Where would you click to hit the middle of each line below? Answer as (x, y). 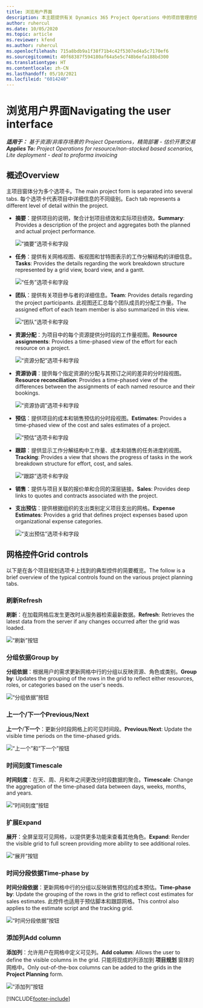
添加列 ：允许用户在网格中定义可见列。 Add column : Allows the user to (93, 952)
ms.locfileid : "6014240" (37, 79)
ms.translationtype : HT (36, 62)
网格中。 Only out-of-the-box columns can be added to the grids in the (94, 967)
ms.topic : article (29, 34)
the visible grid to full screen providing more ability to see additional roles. (98, 844)
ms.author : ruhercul (32, 46)
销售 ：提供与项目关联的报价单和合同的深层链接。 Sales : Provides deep (102, 489)
